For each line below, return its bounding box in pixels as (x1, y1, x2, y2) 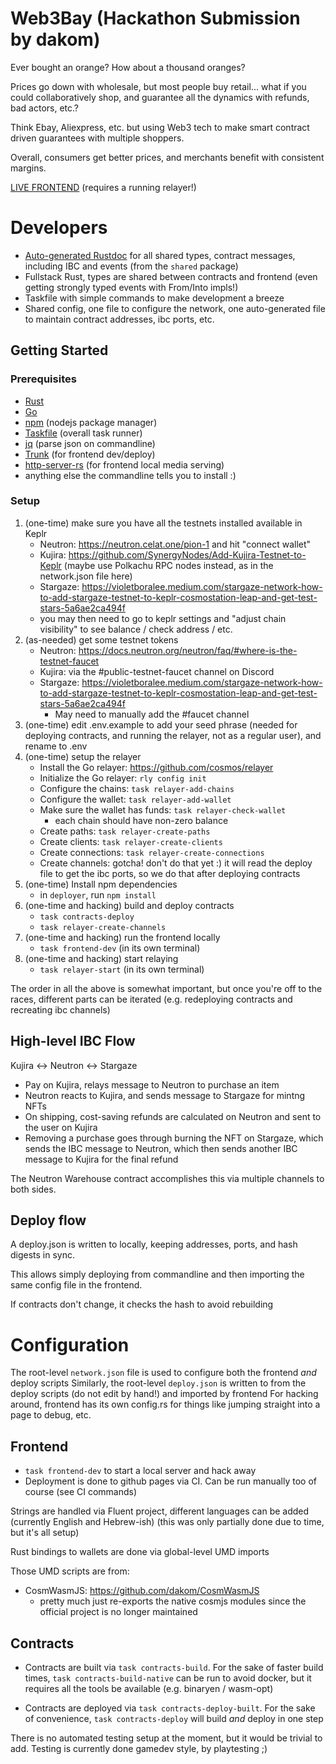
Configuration (10, 1333, 130, 1356)
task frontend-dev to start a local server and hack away (24, 1465, 257, 1477)
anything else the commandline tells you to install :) (24, 469, 237, 481)
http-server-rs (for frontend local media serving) (24, 458, 225, 471)
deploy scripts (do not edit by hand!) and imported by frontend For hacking (10, 1388, 319, 1400)
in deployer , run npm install (39, 888, 157, 901)
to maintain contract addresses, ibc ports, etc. (24, 313, 215, 325)
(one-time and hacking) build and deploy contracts (24, 899, 235, 911)
